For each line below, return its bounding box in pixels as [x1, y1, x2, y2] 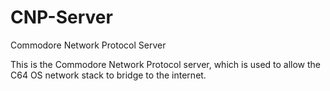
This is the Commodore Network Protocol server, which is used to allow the [10, 58, 322, 70]
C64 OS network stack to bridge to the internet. [10, 69, 207, 81]
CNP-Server [10, 6, 113, 29]
